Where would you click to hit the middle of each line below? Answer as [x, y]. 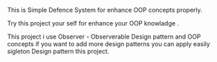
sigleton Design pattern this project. [58, 51]
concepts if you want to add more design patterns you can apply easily [108, 44]
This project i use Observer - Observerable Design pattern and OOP [104, 37]
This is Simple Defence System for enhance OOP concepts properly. [105, 10]
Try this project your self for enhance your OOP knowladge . [93, 23]
